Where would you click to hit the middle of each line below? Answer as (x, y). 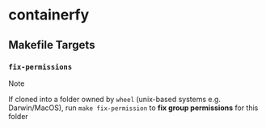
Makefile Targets (52, 45)
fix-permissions (40, 67)
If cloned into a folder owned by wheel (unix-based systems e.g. (114, 99)
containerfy (49, 15)
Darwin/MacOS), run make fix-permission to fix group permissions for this (133, 108)
